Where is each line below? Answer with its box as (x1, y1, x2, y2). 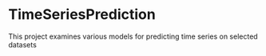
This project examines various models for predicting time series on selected (8, 32, 258, 41)
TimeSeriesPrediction (8, 6, 156, 24)
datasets (8, 39, 38, 49)
